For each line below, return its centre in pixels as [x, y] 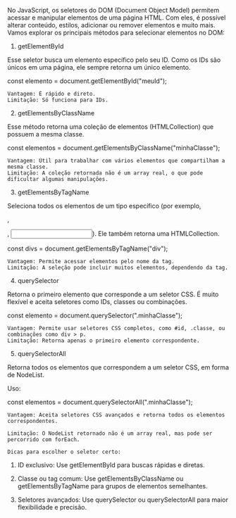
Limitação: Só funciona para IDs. [58, 100]
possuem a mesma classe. [46, 134]
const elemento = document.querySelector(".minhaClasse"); [95, 315]
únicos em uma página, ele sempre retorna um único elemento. [99, 67]
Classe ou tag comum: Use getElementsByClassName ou [100, 479]
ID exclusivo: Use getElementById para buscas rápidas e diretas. [111, 465]
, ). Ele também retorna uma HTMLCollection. [113, 234]
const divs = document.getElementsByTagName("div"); [88, 248]
